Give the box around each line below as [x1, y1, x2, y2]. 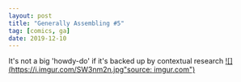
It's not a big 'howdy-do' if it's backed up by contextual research [8, 56, 224, 66]
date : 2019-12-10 [8, 34, 67, 43]
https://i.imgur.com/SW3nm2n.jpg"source [11, 65, 150, 75]
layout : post [8, 11, 53, 20]
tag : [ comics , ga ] [8, 27, 70, 35]
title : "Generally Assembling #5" [8, 19, 125, 27]
